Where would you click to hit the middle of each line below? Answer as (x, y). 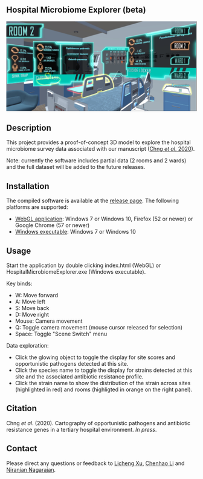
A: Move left (30, 302)
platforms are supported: (37, 207)
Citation (22, 408)
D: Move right (32, 314)
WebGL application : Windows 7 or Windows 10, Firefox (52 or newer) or (104, 219)
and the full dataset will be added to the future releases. (76, 167)
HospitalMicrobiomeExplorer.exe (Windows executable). (76, 271)
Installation (28, 186)
